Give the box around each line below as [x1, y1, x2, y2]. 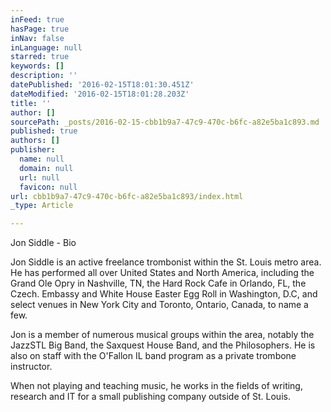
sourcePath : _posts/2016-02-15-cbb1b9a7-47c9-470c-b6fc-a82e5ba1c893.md [10, 117, 320, 127]
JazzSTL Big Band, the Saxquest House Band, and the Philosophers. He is [10, 339, 316, 351]
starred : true [10, 52, 70, 62]
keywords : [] [10, 61, 65, 71]
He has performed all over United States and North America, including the [10, 267, 315, 279]
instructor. [10, 361, 53, 373]
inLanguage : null [10, 42, 83, 53]
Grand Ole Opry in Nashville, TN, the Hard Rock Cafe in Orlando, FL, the [10, 277, 307, 290]
